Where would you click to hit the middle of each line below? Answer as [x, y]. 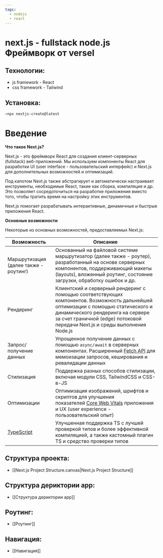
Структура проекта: [37, 458]
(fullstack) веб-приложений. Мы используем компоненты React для [75, 161]
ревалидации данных [80, 363]
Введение [26, 133]
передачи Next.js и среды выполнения [101, 325]
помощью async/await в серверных [97, 345]
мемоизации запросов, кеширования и [101, 357]
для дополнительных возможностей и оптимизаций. [59, 172]
